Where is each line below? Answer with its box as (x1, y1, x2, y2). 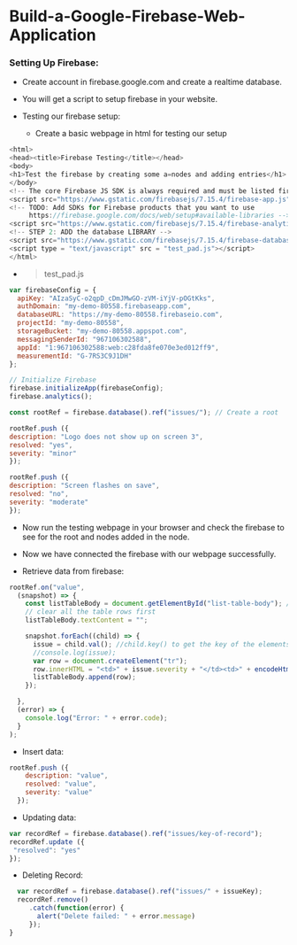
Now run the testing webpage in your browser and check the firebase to (21, 522, 285, 532)
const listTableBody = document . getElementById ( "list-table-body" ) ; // (25, 600, 294, 608)
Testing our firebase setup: (21, 111, 121, 121)
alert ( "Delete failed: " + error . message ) (36, 912, 196, 921)
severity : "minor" (9, 449, 77, 458)
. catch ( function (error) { (28, 903, 125, 913)
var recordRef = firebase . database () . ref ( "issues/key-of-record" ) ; (9, 829, 263, 838)
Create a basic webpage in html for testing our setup (34, 128, 227, 139)
